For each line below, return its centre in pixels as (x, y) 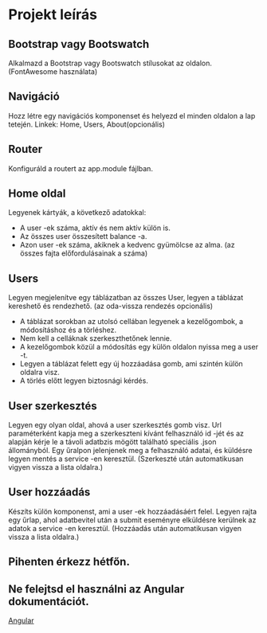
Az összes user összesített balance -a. (83, 236)
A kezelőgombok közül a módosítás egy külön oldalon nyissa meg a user (139, 347)
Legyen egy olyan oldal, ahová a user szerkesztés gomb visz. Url (115, 425)
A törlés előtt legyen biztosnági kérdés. (84, 381)
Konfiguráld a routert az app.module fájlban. (81, 168)
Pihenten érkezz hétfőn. (69, 562)
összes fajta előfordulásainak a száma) (84, 253)
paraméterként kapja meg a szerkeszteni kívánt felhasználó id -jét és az (126, 434)
